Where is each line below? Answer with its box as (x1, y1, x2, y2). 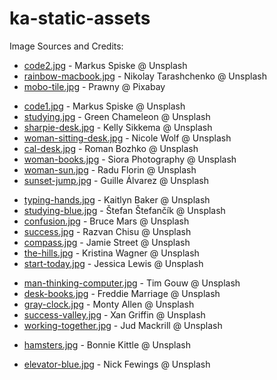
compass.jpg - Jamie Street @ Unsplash (23, 236, 191, 248)
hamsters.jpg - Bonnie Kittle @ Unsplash (23, 338, 192, 351)
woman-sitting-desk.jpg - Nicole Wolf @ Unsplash (23, 132, 232, 144)
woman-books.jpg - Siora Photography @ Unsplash (23, 153, 237, 165)
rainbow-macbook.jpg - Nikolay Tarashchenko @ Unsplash (23, 70, 267, 82)
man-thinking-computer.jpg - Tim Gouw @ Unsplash (23, 277, 241, 289)
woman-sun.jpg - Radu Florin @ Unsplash (23, 163, 197, 176)
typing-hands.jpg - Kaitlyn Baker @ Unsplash (23, 193, 211, 206)
